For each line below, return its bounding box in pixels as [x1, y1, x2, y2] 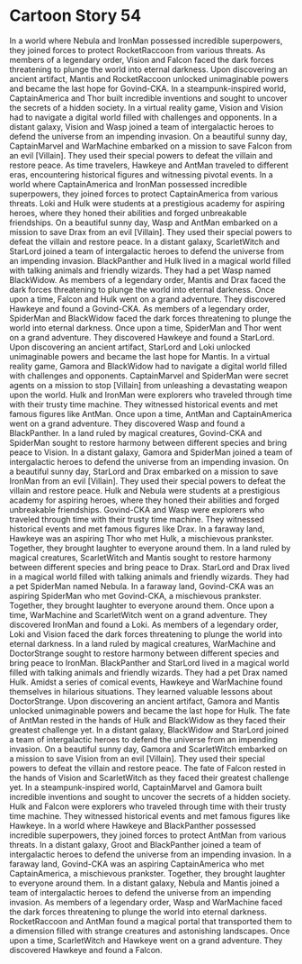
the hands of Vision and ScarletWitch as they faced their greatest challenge [9, 772, 289, 783]
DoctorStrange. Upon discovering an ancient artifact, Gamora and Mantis [9, 696, 280, 706]
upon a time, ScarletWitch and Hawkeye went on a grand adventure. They [9, 934, 283, 946]
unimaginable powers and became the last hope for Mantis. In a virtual [9, 350, 271, 361]
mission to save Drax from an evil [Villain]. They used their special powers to [9, 226, 292, 237]
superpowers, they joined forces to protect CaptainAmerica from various [9, 188, 279, 199]
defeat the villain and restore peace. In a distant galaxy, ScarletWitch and [9, 236, 280, 247]
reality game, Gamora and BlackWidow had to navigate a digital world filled [9, 360, 288, 371]
